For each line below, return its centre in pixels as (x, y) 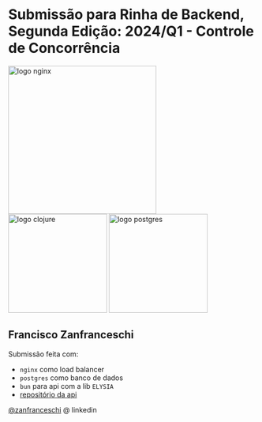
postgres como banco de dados (71, 378)
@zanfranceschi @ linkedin (52, 409)
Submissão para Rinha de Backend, (126, 15)
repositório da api (48, 394)
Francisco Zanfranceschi (71, 335)
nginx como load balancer (62, 369)
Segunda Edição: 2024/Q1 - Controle (131, 31)
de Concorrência (64, 48)
